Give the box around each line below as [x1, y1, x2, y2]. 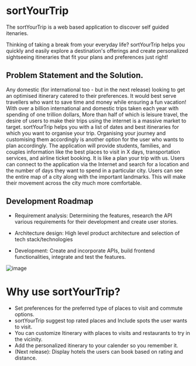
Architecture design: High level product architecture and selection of [14, 230, 180, 237]
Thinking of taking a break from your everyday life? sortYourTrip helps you [6, 41, 185, 48]
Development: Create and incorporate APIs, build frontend [14, 247, 155, 254]
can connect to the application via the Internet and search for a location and [6, 160, 189, 167]
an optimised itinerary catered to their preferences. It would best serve [6, 92, 177, 99]
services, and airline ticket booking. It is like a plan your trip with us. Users [6, 154, 185, 162]
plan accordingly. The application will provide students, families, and [6, 142, 171, 149]
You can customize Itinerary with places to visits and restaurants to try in [14, 329, 190, 336]
